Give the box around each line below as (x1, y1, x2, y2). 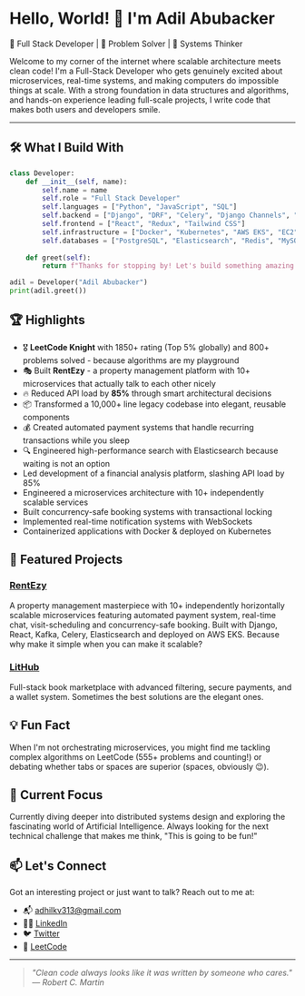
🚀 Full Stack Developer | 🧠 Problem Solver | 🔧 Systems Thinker (9, 38, 243, 49)
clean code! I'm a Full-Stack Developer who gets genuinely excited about (9, 65, 283, 76)
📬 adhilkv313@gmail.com (22, 905, 122, 916)
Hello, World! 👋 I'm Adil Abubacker (9, 8, 275, 29)
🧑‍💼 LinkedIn (22, 918, 68, 929)
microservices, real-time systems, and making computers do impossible (9, 74, 280, 85)
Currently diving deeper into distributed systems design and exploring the (9, 812, 286, 823)
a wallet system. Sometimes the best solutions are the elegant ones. (9, 691, 264, 702)
